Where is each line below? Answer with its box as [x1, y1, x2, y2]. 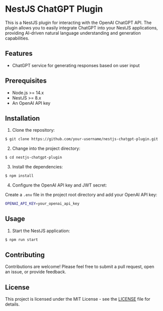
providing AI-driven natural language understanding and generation [5, 30, 141, 36]
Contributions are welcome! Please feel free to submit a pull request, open [5, 263, 155, 270]
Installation [5, 114, 40, 122]
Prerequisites [5, 77, 47, 85]
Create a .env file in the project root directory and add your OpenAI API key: [5, 192, 158, 197]
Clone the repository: [12, 127, 55, 133]
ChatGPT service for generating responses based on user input [12, 62, 140, 68]
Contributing [5, 251, 45, 259]
